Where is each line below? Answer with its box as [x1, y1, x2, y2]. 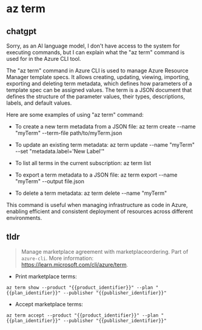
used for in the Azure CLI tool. [6, 55, 81, 62]
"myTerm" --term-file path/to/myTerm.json [15, 130, 123, 136]
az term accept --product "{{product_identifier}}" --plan [6, 312, 159, 318]
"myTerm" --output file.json [15, 178, 85, 184]
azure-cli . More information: [21, 255, 94, 262]
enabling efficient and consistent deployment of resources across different [6, 208, 193, 215]
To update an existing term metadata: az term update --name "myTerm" [15, 141, 195, 148]
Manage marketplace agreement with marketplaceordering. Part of [21, 248, 189, 255]
